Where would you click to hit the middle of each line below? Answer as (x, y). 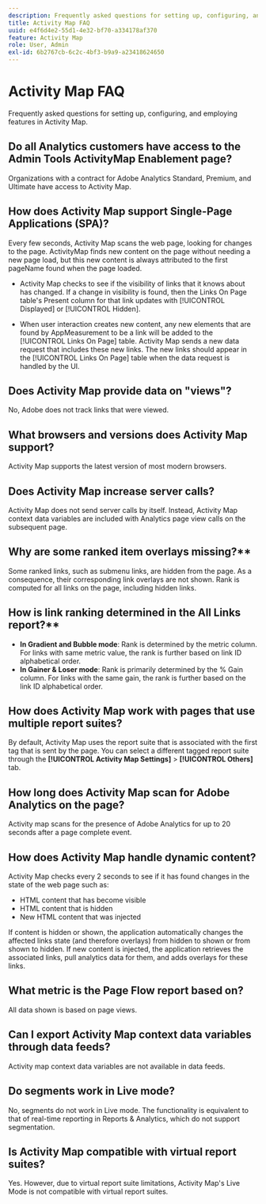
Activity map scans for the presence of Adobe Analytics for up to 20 (120, 824)
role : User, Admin (38, 45)
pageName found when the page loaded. (75, 268)
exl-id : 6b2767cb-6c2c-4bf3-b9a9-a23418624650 (86, 52)
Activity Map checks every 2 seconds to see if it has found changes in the (129, 876)
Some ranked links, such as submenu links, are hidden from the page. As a (130, 571)
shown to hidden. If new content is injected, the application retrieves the (126, 949)
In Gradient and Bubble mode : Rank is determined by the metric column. (138, 644)
